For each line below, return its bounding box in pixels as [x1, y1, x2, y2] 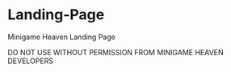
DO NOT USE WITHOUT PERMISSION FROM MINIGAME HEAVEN [7, 47, 224, 57]
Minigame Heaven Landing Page [7, 32, 116, 42]
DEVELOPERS [7, 56, 54, 66]
